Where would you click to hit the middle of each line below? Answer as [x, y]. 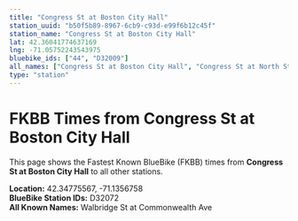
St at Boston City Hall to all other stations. [86, 171]
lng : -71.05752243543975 [55, 50]
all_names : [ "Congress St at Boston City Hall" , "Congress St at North [144, 67]
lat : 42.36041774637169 [53, 42]
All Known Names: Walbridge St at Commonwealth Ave [111, 207]
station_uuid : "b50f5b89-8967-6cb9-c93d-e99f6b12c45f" [113, 26]
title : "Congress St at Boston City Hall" [89, 17]
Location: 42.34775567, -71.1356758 [76, 188]
